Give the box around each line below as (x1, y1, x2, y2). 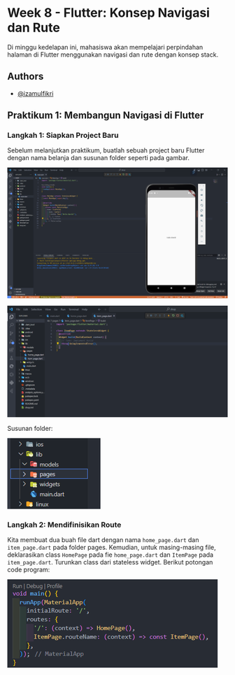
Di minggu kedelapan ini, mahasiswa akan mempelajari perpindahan (7, 43, 204, 51)
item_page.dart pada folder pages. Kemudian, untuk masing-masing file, (7, 543, 217, 551)
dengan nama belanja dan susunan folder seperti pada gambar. (7, 154, 190, 162)
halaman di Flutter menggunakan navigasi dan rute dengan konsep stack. (7, 50, 219, 59)
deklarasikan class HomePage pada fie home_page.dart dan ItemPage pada (7, 550, 214, 559)
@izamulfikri (17, 89, 54, 97)
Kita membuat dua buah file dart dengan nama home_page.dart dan (7, 535, 199, 543)
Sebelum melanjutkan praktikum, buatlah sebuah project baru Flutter (7, 146, 205, 155)
